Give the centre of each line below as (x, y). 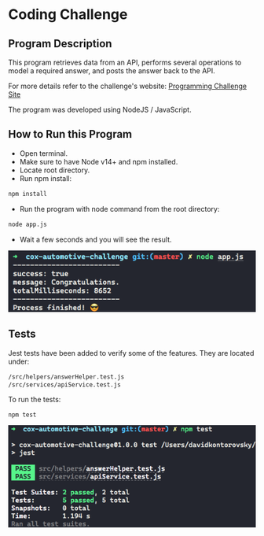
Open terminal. (44, 153)
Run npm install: (46, 178)
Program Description (60, 44)
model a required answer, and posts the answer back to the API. (112, 71)
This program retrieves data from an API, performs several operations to (125, 62)
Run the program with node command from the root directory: (119, 209)
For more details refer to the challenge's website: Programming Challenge (128, 86)
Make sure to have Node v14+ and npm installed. (99, 161)
